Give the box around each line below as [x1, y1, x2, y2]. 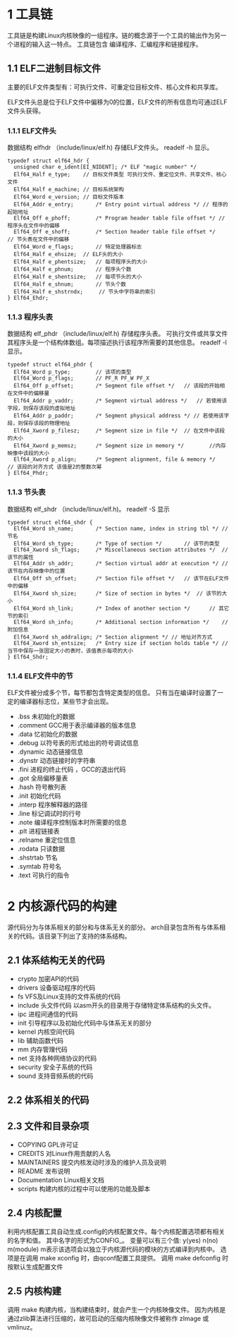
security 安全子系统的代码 [17, 1063, 93, 1071]
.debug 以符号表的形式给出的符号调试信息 [17, 738, 139, 747]
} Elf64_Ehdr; [7, 294, 49, 302]
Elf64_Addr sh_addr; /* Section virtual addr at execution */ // [13, 560, 229, 567]
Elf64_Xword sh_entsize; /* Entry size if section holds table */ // [13, 639, 229, 646]
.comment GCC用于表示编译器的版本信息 [17, 721, 137, 729]
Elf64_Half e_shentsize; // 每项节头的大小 [13, 273, 142, 281]
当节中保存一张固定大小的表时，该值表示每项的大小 [7, 647, 134, 654]
